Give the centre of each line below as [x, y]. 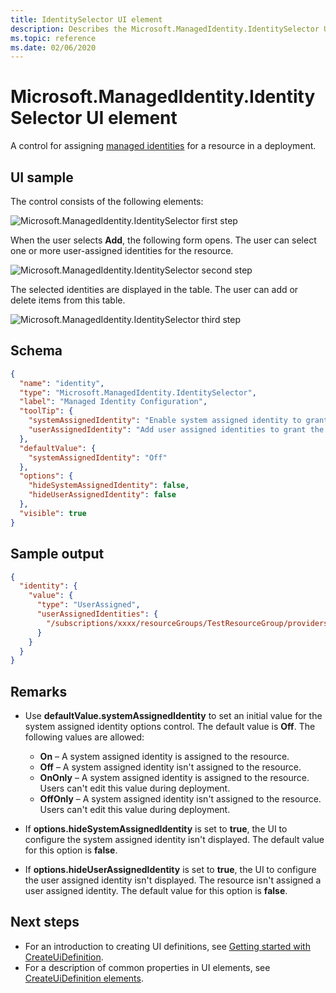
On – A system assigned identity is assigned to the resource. [164, 757]
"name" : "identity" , [62, 383]
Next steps [45, 922]
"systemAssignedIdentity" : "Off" [98, 457]
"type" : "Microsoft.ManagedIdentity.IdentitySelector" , [138, 392]
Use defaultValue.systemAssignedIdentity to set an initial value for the [173, 716]
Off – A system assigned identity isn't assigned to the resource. [170, 767]
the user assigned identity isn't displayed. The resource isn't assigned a [173, 880]
